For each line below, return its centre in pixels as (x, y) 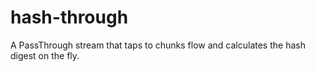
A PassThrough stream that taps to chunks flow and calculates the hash (158, 45)
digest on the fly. (45, 55)
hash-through (69, 17)
